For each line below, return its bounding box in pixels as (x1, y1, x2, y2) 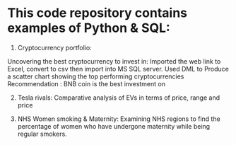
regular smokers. (17, 129, 67, 138)
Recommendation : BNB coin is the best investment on (7, 79, 166, 88)
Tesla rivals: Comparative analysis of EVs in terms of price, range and (17, 93, 220, 102)
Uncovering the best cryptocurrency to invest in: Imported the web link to (7, 57, 221, 65)
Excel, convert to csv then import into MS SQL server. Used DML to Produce (7, 64, 230, 73)
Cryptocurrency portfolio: (17, 43, 92, 52)
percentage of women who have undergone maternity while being (17, 122, 211, 130)
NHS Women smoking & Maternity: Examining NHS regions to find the (17, 115, 220, 123)
